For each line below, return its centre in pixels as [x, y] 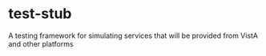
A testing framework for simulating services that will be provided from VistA [133, 35]
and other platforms [41, 43]
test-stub [40, 14]
